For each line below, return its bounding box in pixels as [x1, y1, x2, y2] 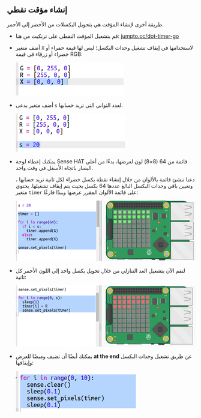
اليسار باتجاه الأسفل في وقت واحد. [15, 164, 94, 171]
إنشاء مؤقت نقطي [7, 5, 68, 15]
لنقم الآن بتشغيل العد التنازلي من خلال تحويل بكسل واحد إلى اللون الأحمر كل [15, 267, 185, 274]
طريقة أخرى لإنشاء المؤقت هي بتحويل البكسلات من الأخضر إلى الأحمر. [7, 20, 164, 28]
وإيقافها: [15, 359, 34, 366]
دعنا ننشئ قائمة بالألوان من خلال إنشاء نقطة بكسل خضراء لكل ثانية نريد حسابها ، [15, 175, 195, 183]
